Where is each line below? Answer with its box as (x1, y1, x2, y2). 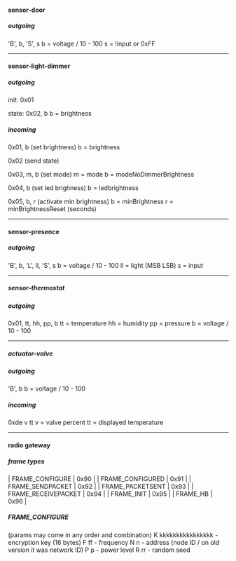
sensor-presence (8, 227, 60, 236)
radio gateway (8, 440, 51, 449)
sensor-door (8, 6, 46, 14)
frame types (8, 457, 45, 466)
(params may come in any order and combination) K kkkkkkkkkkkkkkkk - (8, 530, 218, 539)
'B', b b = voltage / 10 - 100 (8, 384, 86, 393)
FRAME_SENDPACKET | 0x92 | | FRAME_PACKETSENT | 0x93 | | (8, 482, 194, 490)
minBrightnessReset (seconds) (8, 205, 97, 213)
